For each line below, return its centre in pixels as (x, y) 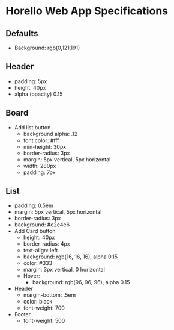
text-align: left (40, 251)
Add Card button (35, 231)
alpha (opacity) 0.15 (39, 94)
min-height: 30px (45, 146)
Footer (22, 314)
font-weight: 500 (44, 321)
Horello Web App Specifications (87, 11)
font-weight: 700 (44, 308)
